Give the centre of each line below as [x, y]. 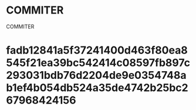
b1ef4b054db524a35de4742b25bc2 [97, 88]
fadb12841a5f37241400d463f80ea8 [97, 50]
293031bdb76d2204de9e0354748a [96, 76]
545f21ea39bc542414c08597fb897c [98, 63]
